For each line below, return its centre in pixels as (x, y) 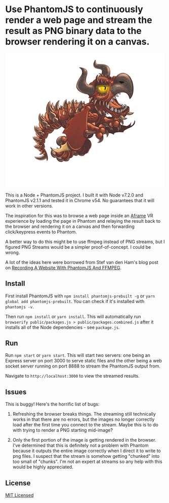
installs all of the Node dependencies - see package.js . (62, 327)
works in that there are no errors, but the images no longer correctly (83, 419)
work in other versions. (29, 206)
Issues (16, 392)
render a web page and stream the (79, 20)
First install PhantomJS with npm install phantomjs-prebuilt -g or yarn (80, 296)
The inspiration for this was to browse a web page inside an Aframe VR (79, 215)
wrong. (13, 252)
